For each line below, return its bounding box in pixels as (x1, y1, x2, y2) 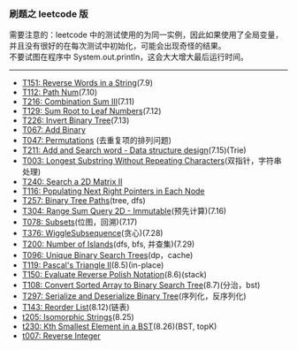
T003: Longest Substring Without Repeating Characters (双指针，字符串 (21, 156, 282, 166)
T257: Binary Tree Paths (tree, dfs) (21, 195, 146, 206)
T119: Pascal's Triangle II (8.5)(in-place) (21, 260, 164, 270)
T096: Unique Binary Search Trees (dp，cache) (21, 250, 194, 261)
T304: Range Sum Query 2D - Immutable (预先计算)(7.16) (21, 206, 227, 217)
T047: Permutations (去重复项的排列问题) (21, 135, 172, 146)
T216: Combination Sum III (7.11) (21, 96, 135, 107)
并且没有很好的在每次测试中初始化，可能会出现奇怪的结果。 (9, 41, 226, 51)
